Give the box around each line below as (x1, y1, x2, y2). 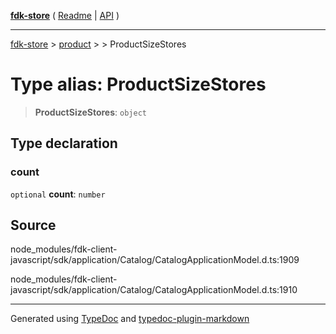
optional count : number (10, 188, 106, 200)
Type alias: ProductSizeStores (10, 73, 267, 96)
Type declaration (10, 135, 118, 152)
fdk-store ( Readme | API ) (10, 10, 120, 21)
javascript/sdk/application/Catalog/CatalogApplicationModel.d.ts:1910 (10, 284, 298, 296)
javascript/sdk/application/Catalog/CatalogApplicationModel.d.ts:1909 (10, 254, 300, 266)
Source (10, 217, 57, 234)
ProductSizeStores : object (34, 106, 147, 118)
